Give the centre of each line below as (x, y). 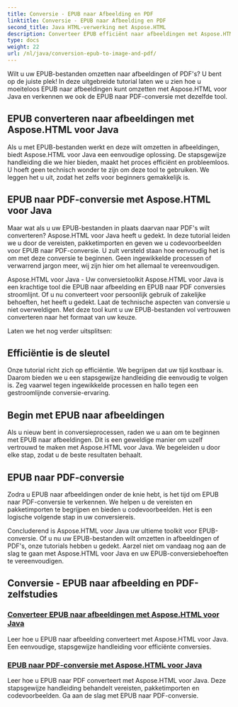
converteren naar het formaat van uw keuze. (72, 317)
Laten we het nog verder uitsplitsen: (59, 330)
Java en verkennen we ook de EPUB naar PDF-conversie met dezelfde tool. (118, 96)
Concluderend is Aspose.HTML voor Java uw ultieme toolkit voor (102, 531)
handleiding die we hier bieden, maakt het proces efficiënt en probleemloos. (119, 162)
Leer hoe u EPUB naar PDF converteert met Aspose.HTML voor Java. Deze (117, 680)
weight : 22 (23, 47)
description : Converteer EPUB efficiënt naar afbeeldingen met (103, 34)
